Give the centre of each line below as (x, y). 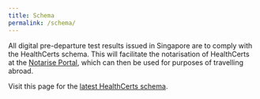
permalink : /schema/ (42, 23)
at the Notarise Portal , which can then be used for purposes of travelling (126, 62)
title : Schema (32, 15)
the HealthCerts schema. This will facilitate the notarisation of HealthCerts (129, 54)
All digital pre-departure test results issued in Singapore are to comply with (130, 45)
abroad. (21, 70)
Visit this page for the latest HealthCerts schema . (88, 86)
